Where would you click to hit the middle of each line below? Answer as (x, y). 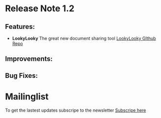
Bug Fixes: (22, 76)
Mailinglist (27, 96)
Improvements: (29, 59)
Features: (20, 27)
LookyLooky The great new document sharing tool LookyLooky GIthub (84, 38)
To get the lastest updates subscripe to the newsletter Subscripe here (76, 110)
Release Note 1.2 (40, 9)
